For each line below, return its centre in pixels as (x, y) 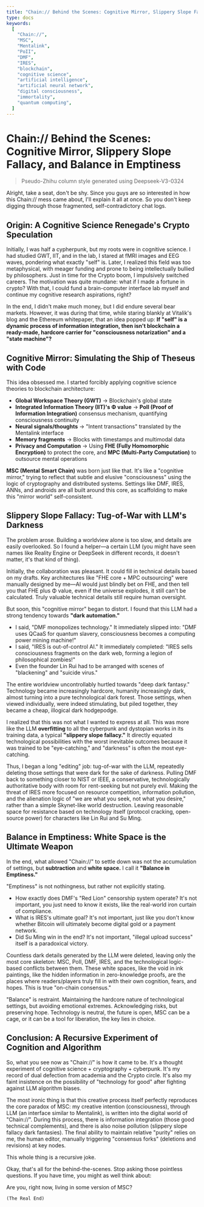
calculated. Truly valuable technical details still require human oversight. (97, 597)
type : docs (20, 18)
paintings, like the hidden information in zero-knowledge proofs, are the (96, 974)
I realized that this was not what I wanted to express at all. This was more (98, 722)
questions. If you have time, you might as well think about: (79, 1175)
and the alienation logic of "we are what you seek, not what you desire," (96, 799)
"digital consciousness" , (50, 91)
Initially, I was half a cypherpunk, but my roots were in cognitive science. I (99, 249)
